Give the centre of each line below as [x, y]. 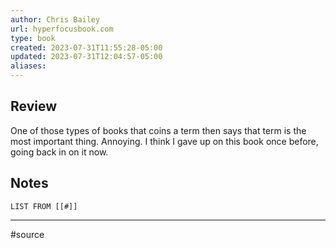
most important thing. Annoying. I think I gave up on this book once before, [164, 141]
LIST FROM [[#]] [44, 206]
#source [27, 234]
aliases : [28, 66]
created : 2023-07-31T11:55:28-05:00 [86, 47]
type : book [33, 38]
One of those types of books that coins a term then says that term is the [158, 130]
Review [34, 106]
